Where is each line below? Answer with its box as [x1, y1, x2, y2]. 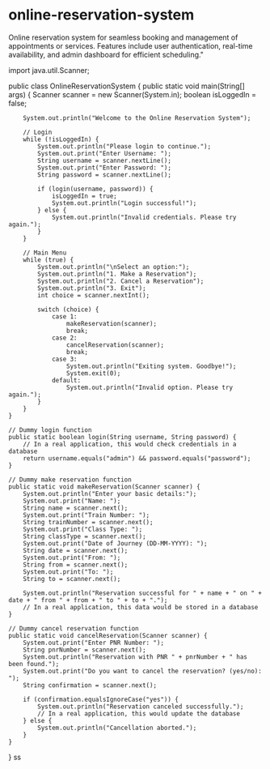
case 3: [51, 355, 78, 363]
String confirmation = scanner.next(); [23, 681, 158, 690]
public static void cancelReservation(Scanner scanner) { [8, 631, 208, 639]
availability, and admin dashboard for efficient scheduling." [8, 49, 205, 59]
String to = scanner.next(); [23, 575, 121, 583]
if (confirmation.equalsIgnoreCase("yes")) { [23, 695, 179, 703]
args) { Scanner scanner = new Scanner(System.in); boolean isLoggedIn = [8, 89, 257, 99]
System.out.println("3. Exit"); [37, 284, 147, 293]
